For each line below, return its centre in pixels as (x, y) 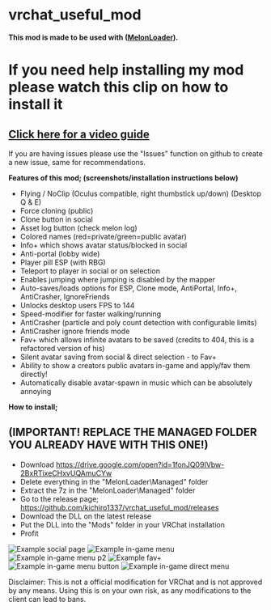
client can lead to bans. (47, 599)
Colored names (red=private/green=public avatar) (104, 236)
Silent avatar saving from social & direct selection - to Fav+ (118, 357)
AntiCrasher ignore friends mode (75, 331)
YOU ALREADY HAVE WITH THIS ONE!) (108, 445)
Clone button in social (56, 219)
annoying (36, 391)
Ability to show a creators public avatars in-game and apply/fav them (135, 365)
